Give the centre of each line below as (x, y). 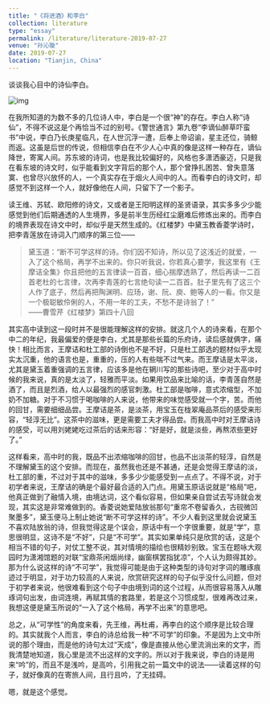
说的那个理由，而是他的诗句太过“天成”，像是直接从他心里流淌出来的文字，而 (135, 645)
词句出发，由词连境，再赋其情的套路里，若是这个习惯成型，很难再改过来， (138, 597)
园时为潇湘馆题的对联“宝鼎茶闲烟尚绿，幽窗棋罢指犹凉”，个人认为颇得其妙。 (135, 557)
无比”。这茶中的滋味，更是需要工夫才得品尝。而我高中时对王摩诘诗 (150, 420)
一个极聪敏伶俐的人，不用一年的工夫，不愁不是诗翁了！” (121, 301)
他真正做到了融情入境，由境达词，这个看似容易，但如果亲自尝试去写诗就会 (131, 497)
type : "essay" (32, 31)
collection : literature (48, 23)
